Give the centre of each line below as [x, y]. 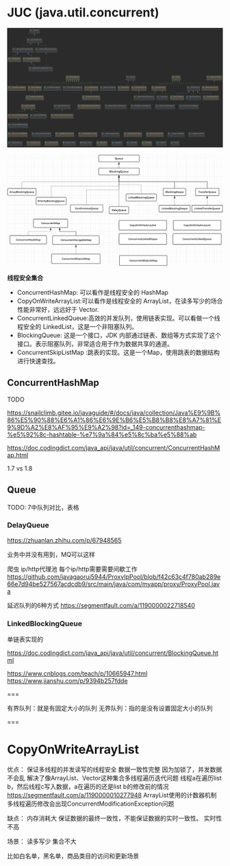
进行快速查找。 [38, 360]
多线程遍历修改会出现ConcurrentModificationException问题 [91, 804]
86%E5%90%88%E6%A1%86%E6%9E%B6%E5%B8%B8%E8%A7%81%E [114, 420]
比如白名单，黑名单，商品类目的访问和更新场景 [73, 856]
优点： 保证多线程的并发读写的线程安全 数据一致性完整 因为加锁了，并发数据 [115, 769]
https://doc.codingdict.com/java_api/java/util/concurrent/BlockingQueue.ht [113, 653]
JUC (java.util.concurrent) [83, 13]
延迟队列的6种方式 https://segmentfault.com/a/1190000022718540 [101, 605]
